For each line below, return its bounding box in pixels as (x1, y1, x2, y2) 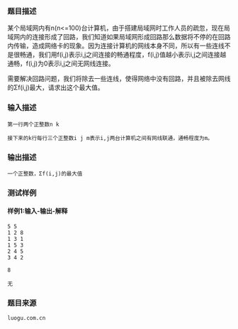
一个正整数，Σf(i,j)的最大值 (7, 170, 83, 177)
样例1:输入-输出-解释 (7, 207, 68, 215)
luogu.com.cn (7, 315, 46, 322)
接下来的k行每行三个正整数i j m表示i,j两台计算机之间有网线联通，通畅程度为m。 (7, 134, 213, 141)
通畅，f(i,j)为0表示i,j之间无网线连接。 (7, 59, 115, 68)
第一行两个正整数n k (7, 121, 59, 128)
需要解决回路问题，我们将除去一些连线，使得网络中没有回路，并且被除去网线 (7, 75, 231, 83)
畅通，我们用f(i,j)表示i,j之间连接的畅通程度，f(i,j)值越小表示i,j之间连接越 (19, 50, 227, 59)
